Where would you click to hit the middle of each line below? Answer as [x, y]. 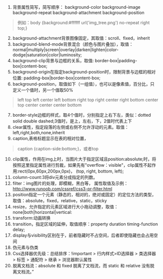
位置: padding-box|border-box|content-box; [57, 78]
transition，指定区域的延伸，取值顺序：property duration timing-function [85, 224]
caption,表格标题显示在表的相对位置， [50, 138]
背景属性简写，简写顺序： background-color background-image [76, 7]
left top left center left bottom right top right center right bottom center [88, 100]
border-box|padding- [116, 61]
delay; [19, 229]
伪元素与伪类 [25, 247]
